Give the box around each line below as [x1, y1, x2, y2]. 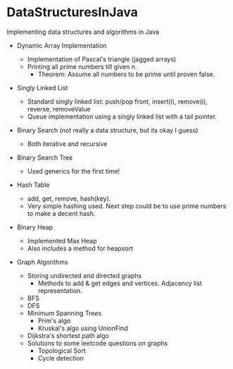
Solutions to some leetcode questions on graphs [27, 339, 168, 347]
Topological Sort [37, 346, 86, 355]
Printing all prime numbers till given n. [27, 62, 137, 71]
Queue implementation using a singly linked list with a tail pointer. [27, 112, 218, 121]
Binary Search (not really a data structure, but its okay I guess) [16, 126, 199, 134]
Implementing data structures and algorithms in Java [6, 28, 160, 36]
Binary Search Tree [16, 153, 73, 162]
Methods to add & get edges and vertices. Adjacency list [37, 279, 202, 287]
